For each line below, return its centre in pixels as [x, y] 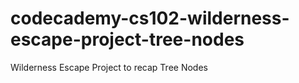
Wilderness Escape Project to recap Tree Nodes [109, 67]
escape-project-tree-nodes [127, 39]
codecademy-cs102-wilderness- [150, 18]
